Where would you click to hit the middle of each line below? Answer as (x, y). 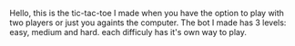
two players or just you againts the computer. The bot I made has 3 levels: (148, 23)
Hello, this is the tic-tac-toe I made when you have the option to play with (147, 13)
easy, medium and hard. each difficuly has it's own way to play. (128, 32)
